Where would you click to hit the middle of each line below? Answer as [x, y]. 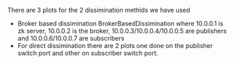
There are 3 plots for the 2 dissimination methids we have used [99, 10]
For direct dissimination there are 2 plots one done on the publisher [115, 46]
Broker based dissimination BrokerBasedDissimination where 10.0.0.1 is [120, 23]
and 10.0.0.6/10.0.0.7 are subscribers [71, 38]
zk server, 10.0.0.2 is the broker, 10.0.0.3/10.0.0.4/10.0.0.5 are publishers [122, 31]
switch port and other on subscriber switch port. [88, 53]
